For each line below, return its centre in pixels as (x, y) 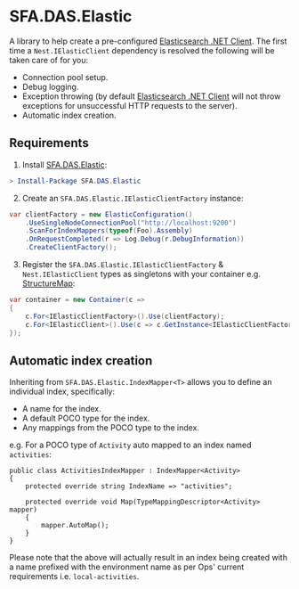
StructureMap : (48, 283)
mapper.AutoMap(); (75, 526)
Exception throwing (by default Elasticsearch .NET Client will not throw (151, 96)
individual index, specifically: (62, 392)
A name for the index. (61, 409)
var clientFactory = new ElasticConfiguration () (101, 214)
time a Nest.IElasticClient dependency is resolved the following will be (142, 50)
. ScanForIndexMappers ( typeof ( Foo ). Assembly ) (109, 231)
